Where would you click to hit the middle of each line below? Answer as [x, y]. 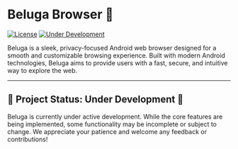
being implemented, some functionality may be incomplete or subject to [112, 124]
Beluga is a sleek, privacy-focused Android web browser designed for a [112, 48]
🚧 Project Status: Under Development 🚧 [96, 100]
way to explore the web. [42, 70]
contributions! [28, 139]
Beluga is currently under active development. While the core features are [115, 116]
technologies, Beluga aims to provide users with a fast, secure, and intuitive [118, 62]
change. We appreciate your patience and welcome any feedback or [107, 131]
